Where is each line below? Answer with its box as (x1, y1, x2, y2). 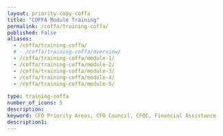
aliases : (7, 36, 32, 43)
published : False (7, 29, 57, 36)
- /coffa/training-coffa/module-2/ (13, 61, 115, 68)
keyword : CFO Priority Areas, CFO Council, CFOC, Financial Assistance (7, 112, 216, 119)
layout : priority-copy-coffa (7, 10, 91, 17)
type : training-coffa (7, 93, 69, 100)
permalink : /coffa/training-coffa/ (7, 23, 109, 30)
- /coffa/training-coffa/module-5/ (13, 80, 115, 87)
